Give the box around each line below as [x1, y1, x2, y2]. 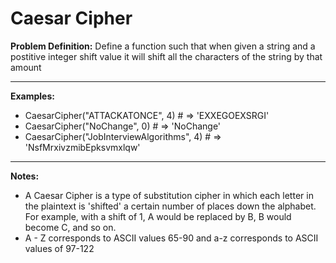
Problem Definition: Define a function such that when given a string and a [10, 40, 316, 52]
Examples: [10, 90, 55, 102]
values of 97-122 [24, 242, 95, 254]
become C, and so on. [24, 221, 117, 233]
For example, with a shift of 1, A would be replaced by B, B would [24, 210, 292, 222]
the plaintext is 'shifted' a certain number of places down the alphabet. [24, 200, 317, 212]
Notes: [10, 170, 40, 182]
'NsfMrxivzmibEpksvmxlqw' [24, 141, 141, 153]
